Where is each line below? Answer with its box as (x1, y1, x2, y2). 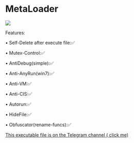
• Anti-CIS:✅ (5, 91, 32, 97)
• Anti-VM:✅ (5, 80, 32, 87)
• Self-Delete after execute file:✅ (5, 39, 75, 46)
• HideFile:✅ (5, 111, 32, 117)
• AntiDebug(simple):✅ (5, 60, 54, 66)
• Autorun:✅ (5, 101, 32, 107)
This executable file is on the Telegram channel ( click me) (5, 132, 129, 138)
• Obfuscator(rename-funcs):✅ (5, 121, 72, 128)
